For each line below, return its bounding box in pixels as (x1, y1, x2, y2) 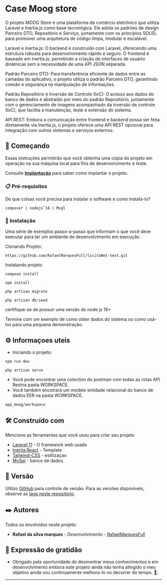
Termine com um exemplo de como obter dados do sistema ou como (5, 316, 147, 322)
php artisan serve (5, 368, 43, 373)
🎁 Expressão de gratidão (5, 546, 83, 554)
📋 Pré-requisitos (5, 183, 47, 190)
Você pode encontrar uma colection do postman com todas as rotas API (12, 377, 160, 383)
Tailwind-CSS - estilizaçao (12, 452, 67, 458)
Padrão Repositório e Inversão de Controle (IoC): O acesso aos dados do (5, 91, 154, 97)
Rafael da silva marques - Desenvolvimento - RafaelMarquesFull (12, 531, 145, 537)
